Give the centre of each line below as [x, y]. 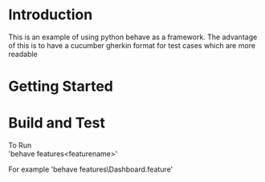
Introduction [51, 15]
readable [23, 54]
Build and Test [57, 123]
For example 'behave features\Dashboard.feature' [91, 169]
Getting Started [61, 87]
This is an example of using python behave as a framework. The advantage [133, 37]
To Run [20, 145]
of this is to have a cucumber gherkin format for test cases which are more [132, 45]
